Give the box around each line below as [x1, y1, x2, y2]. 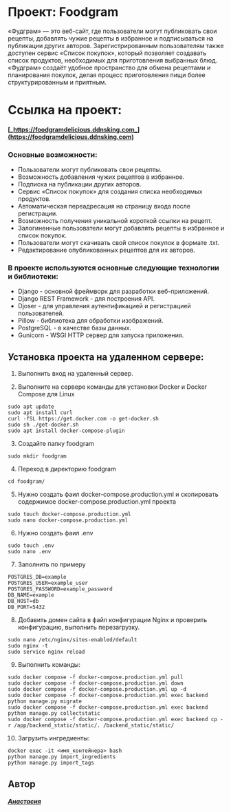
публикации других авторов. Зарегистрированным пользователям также [8, 41, 224, 50]
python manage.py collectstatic [8, 710, 100, 717]
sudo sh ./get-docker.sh [8, 421, 79, 429]
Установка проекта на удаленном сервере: [8, 351, 204, 363]
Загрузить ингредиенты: [17, 734, 90, 742]
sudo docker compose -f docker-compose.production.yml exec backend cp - [8, 716, 224, 723]
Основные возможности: [8, 149, 98, 159]
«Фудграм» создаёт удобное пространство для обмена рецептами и [8, 63, 211, 72]
